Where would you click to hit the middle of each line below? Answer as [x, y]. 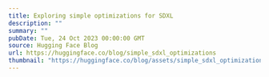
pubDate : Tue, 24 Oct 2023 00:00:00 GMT [77, 38]
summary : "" [28, 30]
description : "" [35, 23]
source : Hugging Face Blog [53, 46]
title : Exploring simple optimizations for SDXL [91, 16]
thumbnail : [26, 61]
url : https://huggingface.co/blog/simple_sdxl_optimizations [112, 53]
